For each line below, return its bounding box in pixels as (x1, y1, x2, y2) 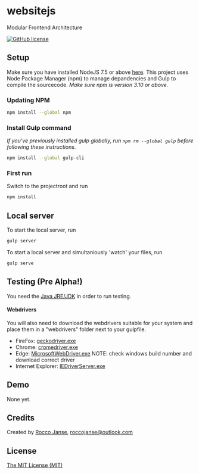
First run (7, 169, 32, 177)
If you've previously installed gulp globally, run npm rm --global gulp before (7, 137, 194, 144)
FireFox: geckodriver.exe (15, 337, 76, 344)
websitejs (7, 4, 56, 18)
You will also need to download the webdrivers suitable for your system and (7, 319, 193, 326)
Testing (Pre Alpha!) (7, 277, 83, 287)
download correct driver (15, 356, 75, 363)
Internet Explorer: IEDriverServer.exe (15, 362, 105, 370)
